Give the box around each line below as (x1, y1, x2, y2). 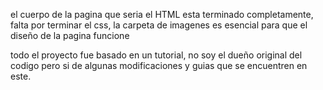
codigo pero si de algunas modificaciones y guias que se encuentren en (10, 60, 308, 71)
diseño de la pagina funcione (10, 30, 130, 41)
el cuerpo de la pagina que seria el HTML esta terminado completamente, (10, 9, 314, 20)
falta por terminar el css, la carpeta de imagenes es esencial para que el (10, 19, 308, 31)
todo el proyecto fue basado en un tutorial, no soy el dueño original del (10, 49, 303, 61)
